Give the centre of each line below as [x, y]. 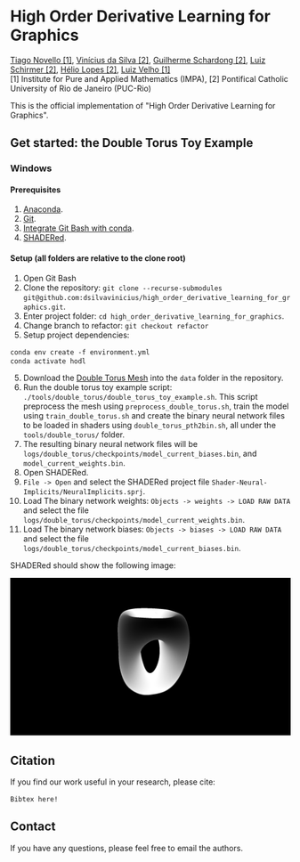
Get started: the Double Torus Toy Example [132, 143]
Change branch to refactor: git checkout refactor [116, 325]
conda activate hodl [49, 361]
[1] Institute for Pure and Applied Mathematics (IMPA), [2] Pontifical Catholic [149, 78]
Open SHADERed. [56, 472]
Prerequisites [36, 190]
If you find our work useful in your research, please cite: [113, 782]
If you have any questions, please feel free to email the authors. [127, 848]
